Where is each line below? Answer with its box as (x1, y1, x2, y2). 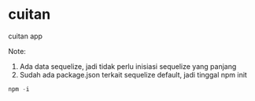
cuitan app (8, 31, 43, 41)
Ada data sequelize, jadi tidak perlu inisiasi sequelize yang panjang (19, 61, 237, 71)
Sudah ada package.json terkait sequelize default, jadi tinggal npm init (19, 70, 248, 79)
